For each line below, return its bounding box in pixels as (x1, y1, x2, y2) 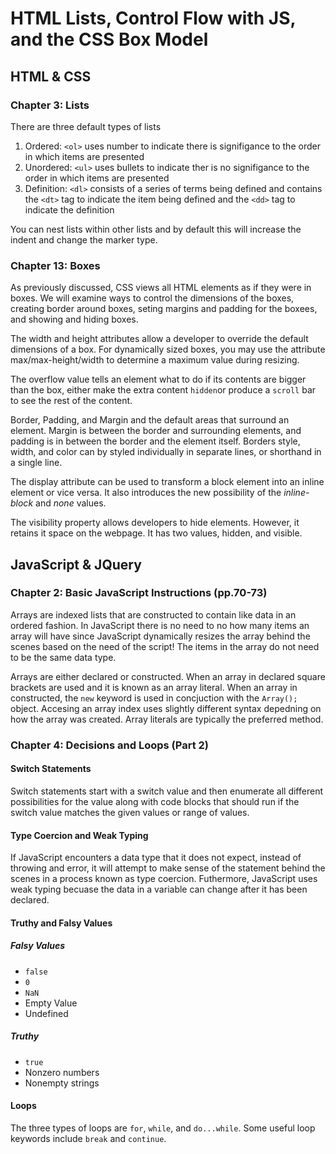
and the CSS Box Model (10, 28, 209, 51)
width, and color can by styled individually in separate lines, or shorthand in (10, 446, 322, 458)
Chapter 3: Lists (10, 98, 90, 112)
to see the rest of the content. (10, 395, 133, 407)
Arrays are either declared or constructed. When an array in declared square (10, 670, 326, 682)
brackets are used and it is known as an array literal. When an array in (10, 681, 298, 693)
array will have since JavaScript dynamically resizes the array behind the (10, 630, 311, 642)
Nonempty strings (24, 1077, 100, 1089)
